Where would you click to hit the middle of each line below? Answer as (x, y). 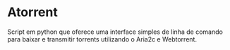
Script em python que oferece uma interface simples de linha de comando (115, 32)
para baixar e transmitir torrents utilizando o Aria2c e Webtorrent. (102, 39)
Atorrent (32, 12)
